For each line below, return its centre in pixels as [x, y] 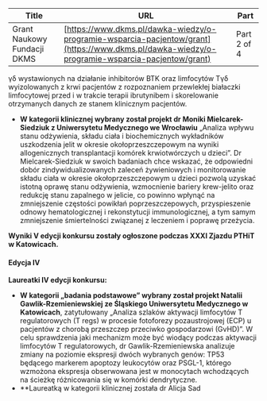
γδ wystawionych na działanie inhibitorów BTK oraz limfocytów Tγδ [118, 78]
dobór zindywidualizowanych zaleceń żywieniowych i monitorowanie [133, 170]
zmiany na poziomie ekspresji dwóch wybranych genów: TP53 [122, 355]
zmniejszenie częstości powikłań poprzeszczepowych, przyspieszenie [135, 203]
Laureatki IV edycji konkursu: [58, 280]
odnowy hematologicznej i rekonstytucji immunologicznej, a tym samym [137, 212]
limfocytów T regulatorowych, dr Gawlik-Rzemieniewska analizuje [127, 346]
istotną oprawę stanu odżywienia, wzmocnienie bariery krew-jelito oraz [137, 187]
